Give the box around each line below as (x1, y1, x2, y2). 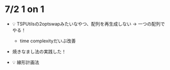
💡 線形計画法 (12, 59, 39, 65)
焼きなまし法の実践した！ (12, 48, 66, 54)
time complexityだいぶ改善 (19, 38, 76, 44)
